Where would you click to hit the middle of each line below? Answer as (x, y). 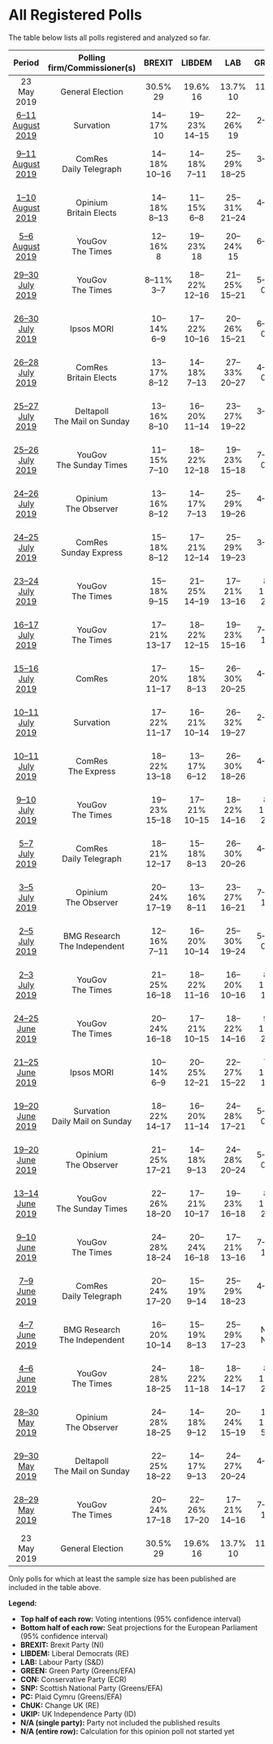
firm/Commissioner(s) (92, 68)
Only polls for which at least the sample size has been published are (122, 1578)
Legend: (23, 1603)
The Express (92, 771)
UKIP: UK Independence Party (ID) (78, 1714)
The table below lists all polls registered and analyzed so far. (110, 37)
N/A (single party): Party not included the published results (120, 1722)
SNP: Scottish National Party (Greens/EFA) (91, 1688)
